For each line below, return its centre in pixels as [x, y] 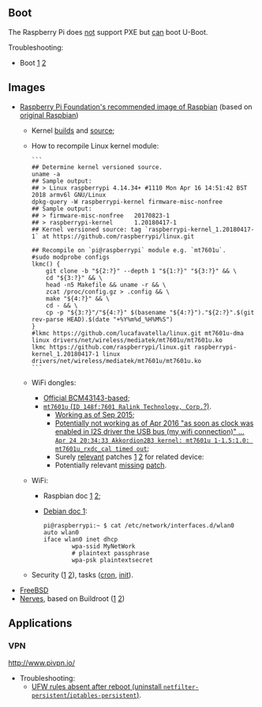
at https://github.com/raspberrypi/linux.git [118, 236]
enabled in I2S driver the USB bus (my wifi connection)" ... [150, 431]
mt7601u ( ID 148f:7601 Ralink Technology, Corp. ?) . [127, 406]
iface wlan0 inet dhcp [80, 539]
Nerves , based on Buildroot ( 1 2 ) [72, 598]
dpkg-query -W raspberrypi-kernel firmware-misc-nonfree [127, 202]
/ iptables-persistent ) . [104, 695]
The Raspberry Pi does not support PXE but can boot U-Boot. [108, 32]
